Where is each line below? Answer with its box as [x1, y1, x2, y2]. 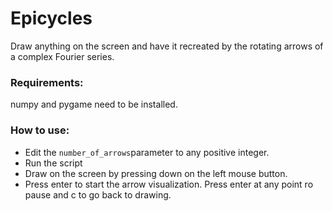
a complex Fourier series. [10, 50, 115, 62]
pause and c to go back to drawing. [24, 188, 172, 201]
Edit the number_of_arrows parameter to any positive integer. [24, 146, 270, 158]
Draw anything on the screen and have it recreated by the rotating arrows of [10, 40, 324, 52]
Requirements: [10, 75, 84, 89]
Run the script [24, 157, 83, 169]
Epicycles [10, 7, 93, 30]
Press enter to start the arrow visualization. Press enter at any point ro [24, 178, 314, 190]
